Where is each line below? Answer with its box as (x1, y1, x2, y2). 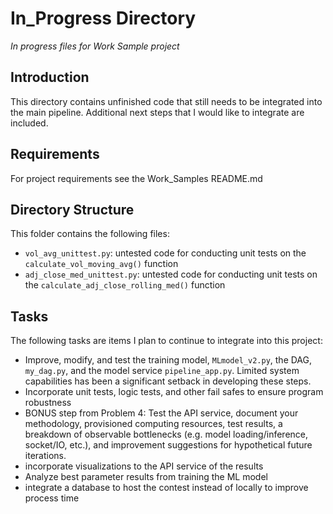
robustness (24, 397, 72, 409)
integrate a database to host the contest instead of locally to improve (24, 482, 309, 494)
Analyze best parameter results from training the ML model (24, 471, 268, 483)
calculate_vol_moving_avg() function (24, 258, 179, 270)
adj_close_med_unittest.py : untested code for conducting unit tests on (24, 268, 318, 281)
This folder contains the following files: (10, 228, 170, 240)
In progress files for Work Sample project (10, 40, 180, 52)
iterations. (24, 450, 67, 462)
